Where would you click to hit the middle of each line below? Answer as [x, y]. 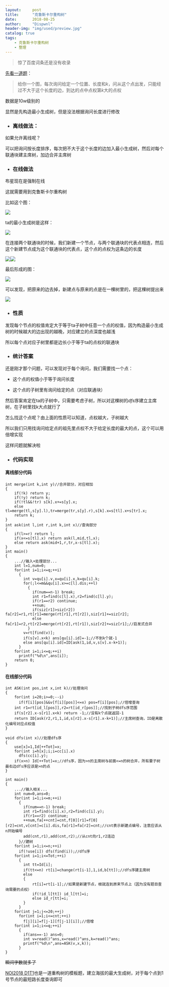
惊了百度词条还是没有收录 [44, 62]
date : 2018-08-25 [30, 19]
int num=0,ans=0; [32, 794]
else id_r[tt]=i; [50, 899]
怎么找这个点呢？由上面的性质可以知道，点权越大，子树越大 [67, 417]
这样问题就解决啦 [23, 445]
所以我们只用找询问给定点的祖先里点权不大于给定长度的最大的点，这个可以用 [84, 428]
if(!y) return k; [32, 498]
